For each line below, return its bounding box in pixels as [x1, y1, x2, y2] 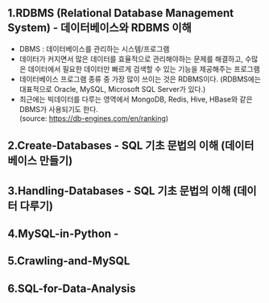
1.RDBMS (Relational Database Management [7, 6, 234, 20]
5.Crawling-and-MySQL [7, 254, 130, 268]
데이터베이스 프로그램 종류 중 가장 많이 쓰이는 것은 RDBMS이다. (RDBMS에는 [19, 74, 262, 84]
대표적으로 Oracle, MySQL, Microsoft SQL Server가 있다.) [19, 84, 206, 93]
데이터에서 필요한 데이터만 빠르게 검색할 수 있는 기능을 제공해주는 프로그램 [27, 64, 261, 73]
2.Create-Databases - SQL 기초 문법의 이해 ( [7, 139, 226, 152]
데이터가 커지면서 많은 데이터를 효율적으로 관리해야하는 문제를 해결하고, [19, 54, 243, 64]
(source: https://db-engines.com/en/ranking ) [19, 113, 169, 123]
